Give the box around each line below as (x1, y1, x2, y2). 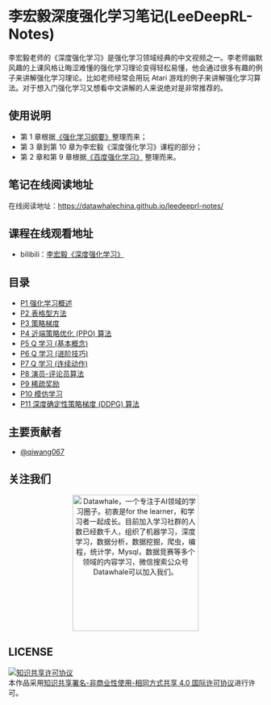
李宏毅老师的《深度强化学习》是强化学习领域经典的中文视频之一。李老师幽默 (8, 52, 263, 62)
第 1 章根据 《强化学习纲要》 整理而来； (19, 131, 148, 141)
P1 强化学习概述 (19, 298, 73, 308)
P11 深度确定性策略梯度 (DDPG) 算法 (19, 399, 140, 409)
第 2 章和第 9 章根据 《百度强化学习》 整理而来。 (19, 152, 181, 161)
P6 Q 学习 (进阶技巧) (19, 348, 89, 359)
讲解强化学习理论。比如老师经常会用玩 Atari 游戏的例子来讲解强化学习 (22, 73, 254, 82)
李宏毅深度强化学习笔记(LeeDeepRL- (8, 7, 253, 26)
